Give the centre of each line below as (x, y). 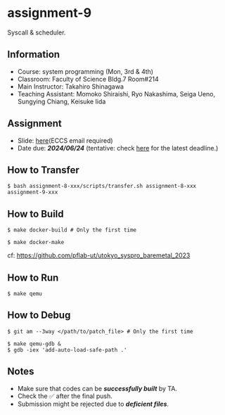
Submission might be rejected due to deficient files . (93, 404)
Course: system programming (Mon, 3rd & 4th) (85, 71)
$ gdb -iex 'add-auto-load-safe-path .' (67, 350)
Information (34, 55)
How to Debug (39, 315)
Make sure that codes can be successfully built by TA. (97, 388)
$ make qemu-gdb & (34, 344)
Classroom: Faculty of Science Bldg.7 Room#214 (88, 79)
